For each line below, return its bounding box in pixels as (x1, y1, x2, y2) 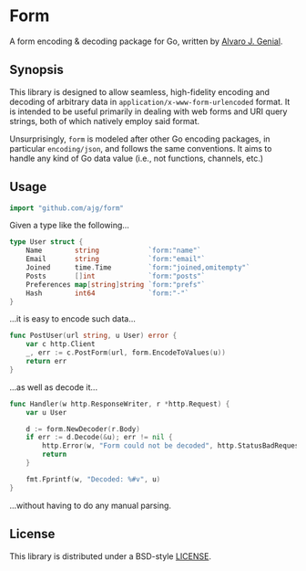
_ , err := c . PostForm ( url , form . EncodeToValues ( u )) (25, 348, 226, 357)
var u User (25, 407, 67, 417)
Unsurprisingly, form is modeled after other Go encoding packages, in (9, 133, 270, 144)
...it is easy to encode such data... (9, 313, 137, 324)
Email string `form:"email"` (25, 255, 206, 264)
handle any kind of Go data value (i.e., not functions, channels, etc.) (9, 153, 264, 164)
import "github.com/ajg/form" (9, 203, 125, 213)
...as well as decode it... (9, 381, 98, 393)
